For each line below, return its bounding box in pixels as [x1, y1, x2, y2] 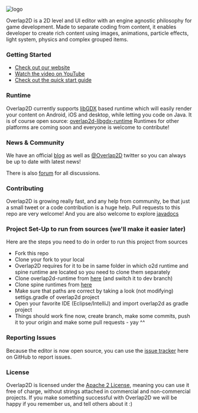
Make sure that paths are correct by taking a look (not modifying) [14, 287, 174, 295]
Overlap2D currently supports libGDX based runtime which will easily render [6, 105, 192, 112]
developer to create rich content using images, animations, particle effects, [6, 30, 189, 37]
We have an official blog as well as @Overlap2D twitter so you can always [6, 151, 186, 159]
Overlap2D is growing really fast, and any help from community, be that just [6, 198, 190, 205]
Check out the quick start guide [14, 77, 92, 84]
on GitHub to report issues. [6, 353, 72, 360]
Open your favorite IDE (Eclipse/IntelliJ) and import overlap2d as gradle [14, 300, 189, 307]
